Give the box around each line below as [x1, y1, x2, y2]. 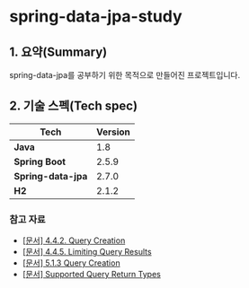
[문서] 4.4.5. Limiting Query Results [22, 247, 152, 257]
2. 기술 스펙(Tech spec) [9, 99, 138, 114]
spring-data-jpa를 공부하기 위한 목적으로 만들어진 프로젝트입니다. [9, 70, 241, 80]
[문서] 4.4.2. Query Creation [22, 235, 126, 246]
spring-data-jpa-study [9, 6, 182, 27]
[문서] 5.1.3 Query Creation [22, 257, 120, 268]
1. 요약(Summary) [9, 44, 108, 59]
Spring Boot [13, 155, 66, 168]
